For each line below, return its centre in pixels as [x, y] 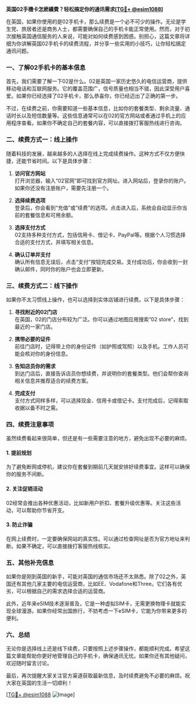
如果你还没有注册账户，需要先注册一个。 [63, 188]
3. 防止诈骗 [20, 525]
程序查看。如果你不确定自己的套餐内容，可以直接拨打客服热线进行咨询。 [98, 123]
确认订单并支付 [32, 255]
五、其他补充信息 [30, 562]
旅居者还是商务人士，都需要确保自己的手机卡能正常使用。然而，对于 [103, 29]
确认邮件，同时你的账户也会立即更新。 [60, 269]
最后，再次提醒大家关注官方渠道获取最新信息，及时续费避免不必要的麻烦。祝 [98, 676]
